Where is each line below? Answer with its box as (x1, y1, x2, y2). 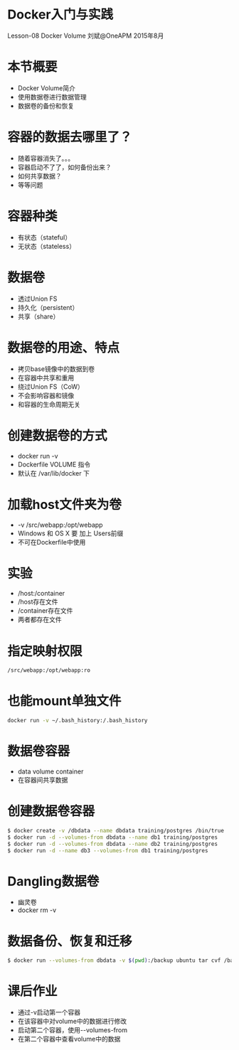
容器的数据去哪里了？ (7, 129, 133, 146)
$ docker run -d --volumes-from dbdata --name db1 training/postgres (7, 833, 218, 841)
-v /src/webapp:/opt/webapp (17, 520, 103, 529)
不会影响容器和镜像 (17, 391, 75, 400)
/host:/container (17, 589, 65, 598)
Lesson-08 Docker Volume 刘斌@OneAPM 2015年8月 (7, 31, 164, 40)
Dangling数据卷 (7, 873, 100, 889)
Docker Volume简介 (17, 83, 76, 92)
